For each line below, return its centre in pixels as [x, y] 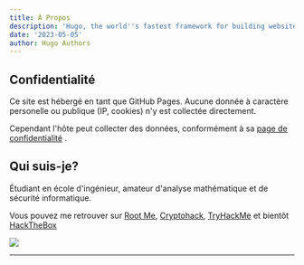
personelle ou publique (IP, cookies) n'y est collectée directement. [133, 111]
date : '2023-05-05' [46, 34]
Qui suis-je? [44, 167]
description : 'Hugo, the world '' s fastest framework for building [137, 26]
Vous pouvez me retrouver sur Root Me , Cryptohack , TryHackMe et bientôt [149, 215]
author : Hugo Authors [50, 43]
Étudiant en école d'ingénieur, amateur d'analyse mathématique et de [139, 188]
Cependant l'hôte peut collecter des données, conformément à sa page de [148, 128]
